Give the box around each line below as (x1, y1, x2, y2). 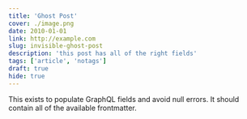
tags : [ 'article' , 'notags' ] (8, 57, 107, 66)
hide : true (8, 72, 45, 80)
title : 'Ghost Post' (8, 11, 79, 20)
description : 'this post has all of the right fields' (8, 49, 198, 57)
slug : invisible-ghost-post (8, 42, 104, 50)
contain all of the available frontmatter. (8, 103, 138, 113)
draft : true (8, 65, 49, 73)
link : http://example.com (8, 34, 96, 43)
